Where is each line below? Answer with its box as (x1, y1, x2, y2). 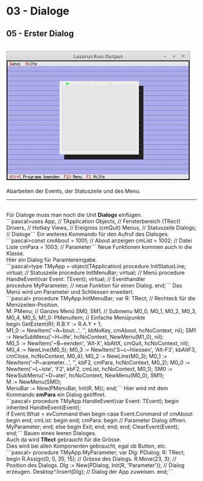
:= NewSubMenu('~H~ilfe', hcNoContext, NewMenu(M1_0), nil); (6, 334, 164, 340)
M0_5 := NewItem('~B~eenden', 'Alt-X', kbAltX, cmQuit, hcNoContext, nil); (6, 340, 190, 347)
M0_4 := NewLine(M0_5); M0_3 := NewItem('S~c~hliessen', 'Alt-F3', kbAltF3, (6, 346, 196, 353)
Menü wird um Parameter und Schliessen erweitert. (6, 288, 134, 295)
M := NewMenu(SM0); (6, 378, 62, 385)
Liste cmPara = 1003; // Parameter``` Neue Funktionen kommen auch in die (6, 244, 192, 250)
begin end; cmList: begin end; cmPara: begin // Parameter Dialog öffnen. (6, 417, 187, 424)
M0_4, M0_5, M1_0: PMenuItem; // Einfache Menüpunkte (6, 314, 146, 321)
